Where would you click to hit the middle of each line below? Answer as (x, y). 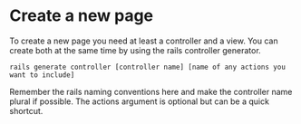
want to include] (42, 75)
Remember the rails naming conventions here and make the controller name (151, 91)
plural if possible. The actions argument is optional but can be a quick (140, 101)
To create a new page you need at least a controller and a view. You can (144, 41)
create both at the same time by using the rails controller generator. (135, 50)
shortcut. (26, 110)
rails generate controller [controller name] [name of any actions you (147, 67)
